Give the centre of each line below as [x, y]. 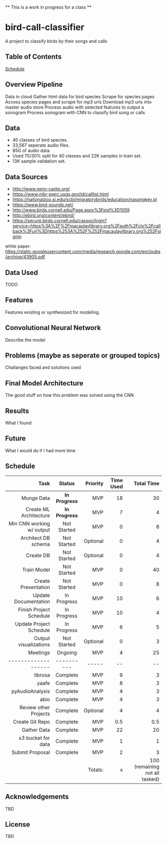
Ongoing [67, 653]
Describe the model [25, 340]
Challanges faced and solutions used [43, 367]
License [18, 824]
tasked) [150, 779]
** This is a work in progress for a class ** [48, 7]
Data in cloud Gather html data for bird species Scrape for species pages [80, 96]
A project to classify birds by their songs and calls [56, 41]
